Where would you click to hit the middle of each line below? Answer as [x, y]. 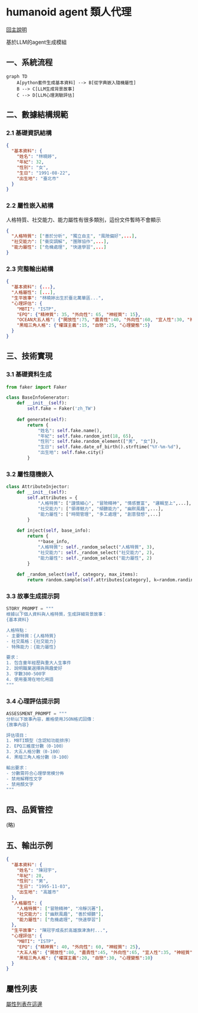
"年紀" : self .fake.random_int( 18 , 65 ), [85, 436]
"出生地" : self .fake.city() [71, 453]
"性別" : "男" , [33, 881]
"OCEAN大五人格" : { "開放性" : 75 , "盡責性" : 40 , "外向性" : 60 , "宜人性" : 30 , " [103, 320]
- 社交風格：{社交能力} [31, 641]
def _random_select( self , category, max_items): [77, 575]
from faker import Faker [37, 387]
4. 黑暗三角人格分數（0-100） [39, 757]
